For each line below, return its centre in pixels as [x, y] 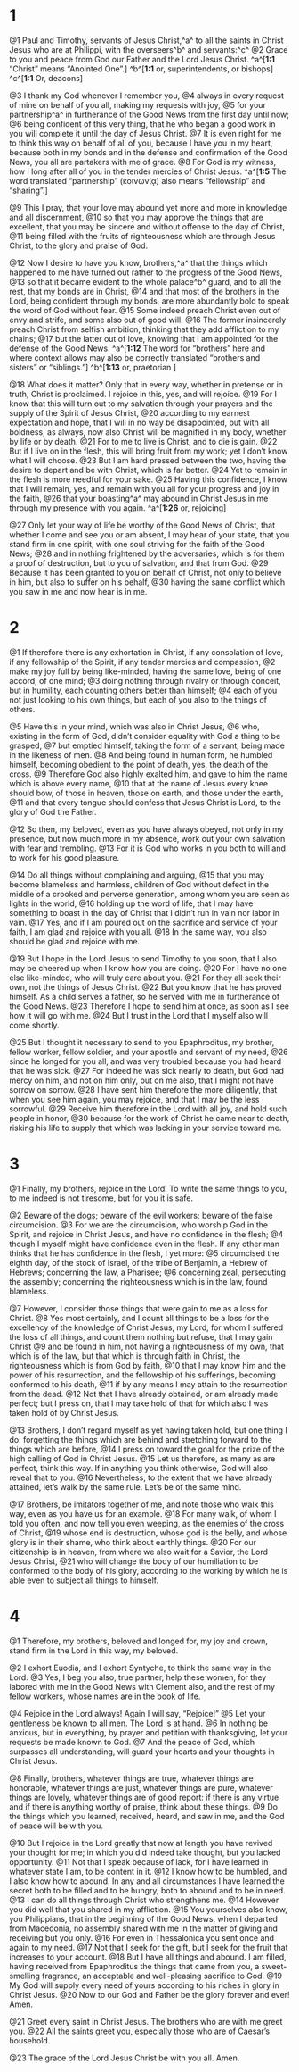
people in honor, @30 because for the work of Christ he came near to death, [149, 1118]
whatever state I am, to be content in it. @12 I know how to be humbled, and [148, 1871]
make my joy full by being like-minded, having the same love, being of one [145, 671]
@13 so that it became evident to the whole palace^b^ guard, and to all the [145, 281]
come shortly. [34, 1025]
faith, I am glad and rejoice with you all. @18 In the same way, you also [138, 932]
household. [30, 2040]
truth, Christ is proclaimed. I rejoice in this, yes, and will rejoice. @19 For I [143, 394]
